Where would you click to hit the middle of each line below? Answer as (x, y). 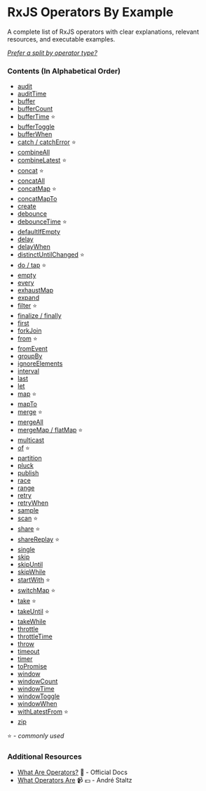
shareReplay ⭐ (38, 539)
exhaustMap (35, 290)
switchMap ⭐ (36, 591)
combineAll (34, 153)
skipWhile (32, 572)
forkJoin (29, 330)
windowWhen (37, 704)
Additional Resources (44, 757)
